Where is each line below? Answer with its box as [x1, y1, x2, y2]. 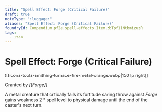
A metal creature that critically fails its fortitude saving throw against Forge [5, 91, 158, 97]
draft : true [5, 12, 30, 17]
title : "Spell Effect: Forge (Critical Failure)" [5, 7, 110, 12]
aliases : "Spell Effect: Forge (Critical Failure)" [5, 21, 114, 26]
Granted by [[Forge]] [5, 82, 48, 88]
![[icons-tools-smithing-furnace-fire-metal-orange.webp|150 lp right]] [5, 72, 148, 78]
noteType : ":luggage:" [5, 16, 52, 21]
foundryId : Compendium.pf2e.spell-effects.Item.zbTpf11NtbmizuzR [5, 26, 143, 31]
